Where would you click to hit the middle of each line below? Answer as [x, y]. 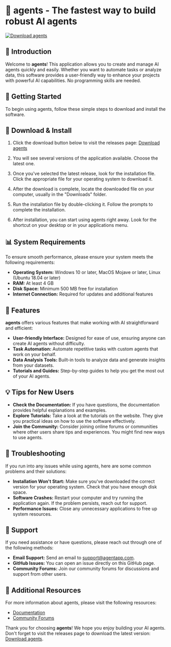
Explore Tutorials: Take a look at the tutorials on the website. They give [88, 416]
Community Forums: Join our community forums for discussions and [86, 568]
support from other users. [40, 574]
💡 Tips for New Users [40, 392]
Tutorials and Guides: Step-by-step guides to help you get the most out [88, 371]
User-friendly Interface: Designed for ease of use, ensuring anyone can [89, 338]
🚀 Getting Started [33, 97]
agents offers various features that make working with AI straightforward [82, 322]
